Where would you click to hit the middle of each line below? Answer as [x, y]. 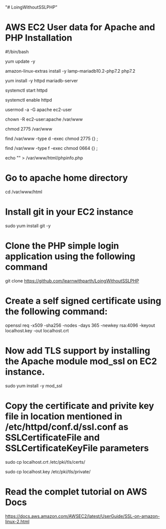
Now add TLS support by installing [78, 350]
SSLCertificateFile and [52, 437]
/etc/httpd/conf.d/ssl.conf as [67, 427]
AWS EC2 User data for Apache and [80, 27]
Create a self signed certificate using [83, 301]
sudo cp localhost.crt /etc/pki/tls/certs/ [45, 462]
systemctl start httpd [26, 90]
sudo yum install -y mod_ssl [34, 386]
